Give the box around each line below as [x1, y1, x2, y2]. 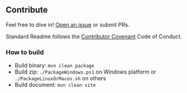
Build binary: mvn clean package [14, 62, 95, 69]
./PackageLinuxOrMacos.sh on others [14, 75, 106, 82]
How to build [5, 48, 44, 57]
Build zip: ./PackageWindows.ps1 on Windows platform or [14, 68, 156, 75]
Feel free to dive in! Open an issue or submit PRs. [5, 21, 130, 28]
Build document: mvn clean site [14, 81, 96, 89]
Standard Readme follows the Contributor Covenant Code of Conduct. [5, 33, 182, 40]
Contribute [5, 5, 48, 15]
